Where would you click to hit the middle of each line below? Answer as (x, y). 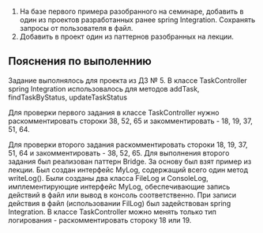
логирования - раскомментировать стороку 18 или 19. (100, 220)
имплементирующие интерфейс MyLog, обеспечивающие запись (119, 186)
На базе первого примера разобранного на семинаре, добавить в (131, 11)
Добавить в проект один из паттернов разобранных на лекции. (127, 36)
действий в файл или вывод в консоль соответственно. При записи (122, 195)
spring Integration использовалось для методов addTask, (104, 88)
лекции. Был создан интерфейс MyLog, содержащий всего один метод (128, 170)
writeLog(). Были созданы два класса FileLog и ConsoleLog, (108, 178)
